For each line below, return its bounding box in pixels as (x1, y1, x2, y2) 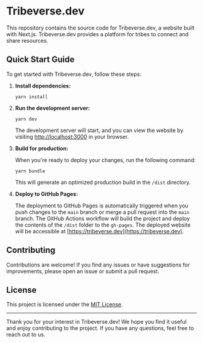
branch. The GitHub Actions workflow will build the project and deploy (14, 215, 190, 222)
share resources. (6, 37, 48, 44)
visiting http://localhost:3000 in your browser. (14, 133, 129, 140)
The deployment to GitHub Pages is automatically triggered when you (14, 202, 188, 209)
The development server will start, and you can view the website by (14, 127, 184, 134)
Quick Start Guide (6, 54, 75, 65)
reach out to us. (6, 331, 46, 338)
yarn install (14, 93, 48, 100)
